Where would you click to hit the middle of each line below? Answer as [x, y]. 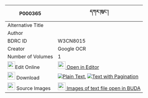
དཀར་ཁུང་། [99, 12]
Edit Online [28, 67]
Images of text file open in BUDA [104, 88]
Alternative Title [25, 25]
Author [15, 33]
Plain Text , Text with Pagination [100, 76]
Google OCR [72, 49]
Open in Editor [83, 67]
